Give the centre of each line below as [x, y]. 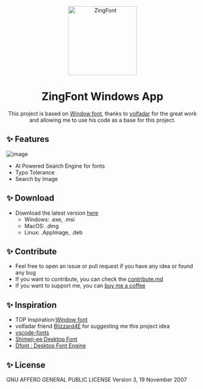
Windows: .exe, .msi [49, 219]
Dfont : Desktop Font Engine [51, 346]
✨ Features [28, 139]
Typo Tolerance [35, 172]
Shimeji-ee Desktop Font [46, 339]
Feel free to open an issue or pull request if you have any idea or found [104, 266]
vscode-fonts [32, 333]
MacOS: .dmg [41, 226]
